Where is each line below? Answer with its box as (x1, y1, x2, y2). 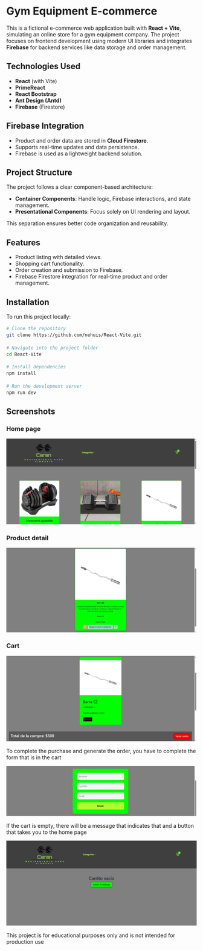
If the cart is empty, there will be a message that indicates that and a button (6, 822, 195, 830)
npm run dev (6, 390, 36, 396)
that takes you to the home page (6, 828, 87, 836)
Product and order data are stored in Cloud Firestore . (14, 137, 149, 144)
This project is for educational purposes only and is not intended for (6, 932, 175, 939)
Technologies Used (6, 61, 80, 72)
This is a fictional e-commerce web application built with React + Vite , (6, 24, 181, 32)
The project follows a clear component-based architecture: (6, 183, 153, 191)
